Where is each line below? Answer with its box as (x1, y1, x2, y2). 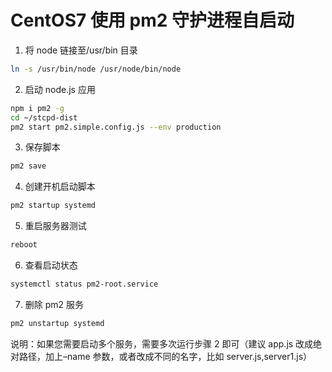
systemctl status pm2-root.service (10, 279, 159, 290)
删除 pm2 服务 (24, 298, 85, 310)
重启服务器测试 (24, 220, 87, 232)
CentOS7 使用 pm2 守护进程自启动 (10, 9, 295, 32)
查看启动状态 (24, 259, 78, 271)
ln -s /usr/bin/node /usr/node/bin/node (10, 64, 182, 74)
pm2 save (10, 161, 47, 171)
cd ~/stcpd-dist (10, 112, 78, 123)
